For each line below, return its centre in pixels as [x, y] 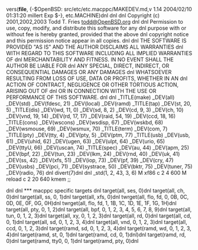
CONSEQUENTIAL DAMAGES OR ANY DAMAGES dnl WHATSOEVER [89, 72]
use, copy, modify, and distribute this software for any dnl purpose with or [96, 28]
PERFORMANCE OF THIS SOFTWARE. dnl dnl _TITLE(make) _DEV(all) [90, 97]
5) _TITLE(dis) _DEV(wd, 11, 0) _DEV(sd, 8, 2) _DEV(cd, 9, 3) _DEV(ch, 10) [95, 110]
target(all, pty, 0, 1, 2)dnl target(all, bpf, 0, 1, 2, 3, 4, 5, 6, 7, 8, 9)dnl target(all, [99, 209]
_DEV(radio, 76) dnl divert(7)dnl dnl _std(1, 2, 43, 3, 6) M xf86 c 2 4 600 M [97, 173]
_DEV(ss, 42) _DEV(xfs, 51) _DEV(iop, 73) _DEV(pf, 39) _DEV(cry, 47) [90, 160]
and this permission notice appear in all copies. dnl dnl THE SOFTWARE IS [96, 41]
